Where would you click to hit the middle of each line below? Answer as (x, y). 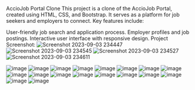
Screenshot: (21, 44)
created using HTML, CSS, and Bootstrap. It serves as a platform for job (93, 15)
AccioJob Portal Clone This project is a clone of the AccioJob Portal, (89, 8)
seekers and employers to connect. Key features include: (75, 21)
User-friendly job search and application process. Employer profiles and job (98, 32)
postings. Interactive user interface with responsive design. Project (87, 38)
